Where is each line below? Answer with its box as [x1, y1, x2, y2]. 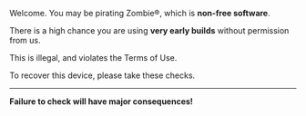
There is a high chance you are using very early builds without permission [9, 25, 290, 35]
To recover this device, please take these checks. [9, 70, 196, 81]
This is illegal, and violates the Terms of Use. [9, 53, 178, 63]
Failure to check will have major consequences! [9, 96, 194, 107]
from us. [9, 35, 41, 45]
